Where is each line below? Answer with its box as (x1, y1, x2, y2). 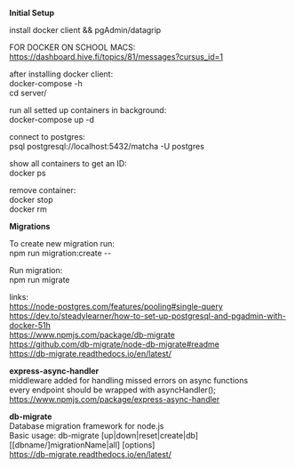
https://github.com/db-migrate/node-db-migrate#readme (9, 339, 220, 350)
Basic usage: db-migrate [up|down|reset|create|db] (9, 431, 198, 440)
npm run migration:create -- (9, 248, 112, 258)
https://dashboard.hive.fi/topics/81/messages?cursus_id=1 (9, 52, 224, 61)
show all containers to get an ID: (9, 158, 127, 168)
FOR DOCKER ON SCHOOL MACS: (9, 42, 136, 52)
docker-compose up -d (9, 115, 95, 125)
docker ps (9, 168, 46, 178)
